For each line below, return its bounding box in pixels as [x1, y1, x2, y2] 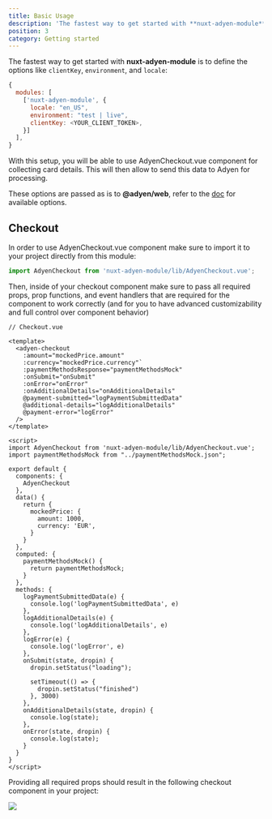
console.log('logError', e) [29, 642, 125, 650]
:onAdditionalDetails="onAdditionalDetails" [23, 387, 176, 395]
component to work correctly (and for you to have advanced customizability [8, 298, 262, 308]
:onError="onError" [23, 379, 89, 388]
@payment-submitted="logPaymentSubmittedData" [23, 394, 183, 402]
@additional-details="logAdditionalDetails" [23, 401, 176, 409]
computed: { [15, 550, 57, 558]
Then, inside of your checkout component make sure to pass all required [8, 281, 251, 291]
